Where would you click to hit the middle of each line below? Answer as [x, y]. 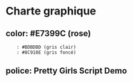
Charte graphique [51, 11]
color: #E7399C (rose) [48, 33]
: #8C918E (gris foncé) [47, 52]
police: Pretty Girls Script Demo [66, 71]
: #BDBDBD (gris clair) [47, 47]
